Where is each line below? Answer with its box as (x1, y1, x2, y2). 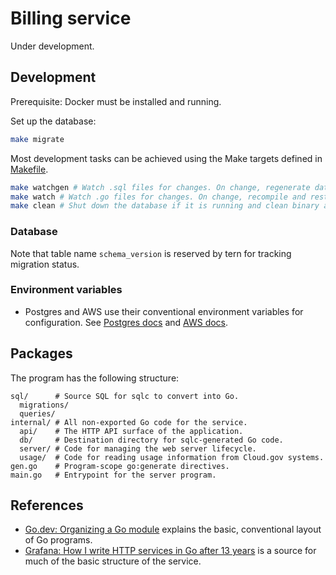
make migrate (10, 134, 65, 144)
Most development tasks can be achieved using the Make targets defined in (10, 152, 323, 164)
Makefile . (10, 163, 49, 175)
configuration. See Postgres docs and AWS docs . (24, 316, 229, 328)
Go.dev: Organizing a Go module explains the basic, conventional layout (24, 523, 322, 536)
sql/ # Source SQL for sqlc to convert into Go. (10, 391, 240, 401)
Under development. (10, 40, 95, 52)
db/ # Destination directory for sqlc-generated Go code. (19, 435, 284, 445)
